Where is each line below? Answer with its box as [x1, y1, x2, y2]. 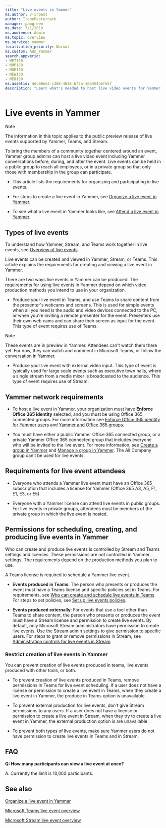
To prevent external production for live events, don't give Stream [12, 702, 145, 708]
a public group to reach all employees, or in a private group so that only [5, 164, 151, 170]
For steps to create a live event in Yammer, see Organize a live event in [12, 194, 157, 200]
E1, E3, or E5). [12, 490, 41, 497]
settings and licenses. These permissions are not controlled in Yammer [5, 551, 150, 557]
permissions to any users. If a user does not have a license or [12, 707, 138, 713]
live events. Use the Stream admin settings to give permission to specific [12, 628, 161, 634]
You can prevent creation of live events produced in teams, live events [5, 662, 149, 668]
